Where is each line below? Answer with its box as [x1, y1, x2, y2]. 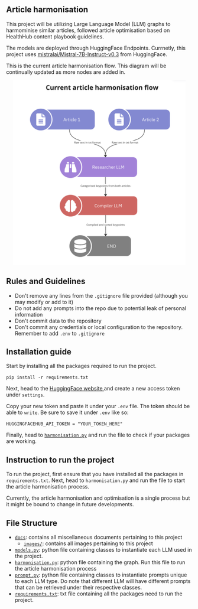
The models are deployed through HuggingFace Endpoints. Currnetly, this [6, 44, 186, 51]
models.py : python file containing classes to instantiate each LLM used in [14, 546, 192, 553]
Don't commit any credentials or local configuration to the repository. [14, 323, 183, 330]
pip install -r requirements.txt [6, 374, 89, 380]
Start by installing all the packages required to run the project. [6, 363, 157, 370]
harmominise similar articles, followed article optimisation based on [6, 27, 170, 34]
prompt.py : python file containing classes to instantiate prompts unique [14, 571, 187, 578]
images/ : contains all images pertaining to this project [23, 540, 154, 547]
